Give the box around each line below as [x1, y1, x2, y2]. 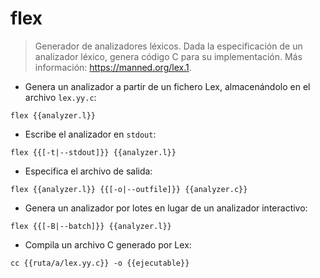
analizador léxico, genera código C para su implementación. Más [34, 50, 303, 62]
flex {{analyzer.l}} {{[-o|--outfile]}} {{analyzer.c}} [10, 184, 248, 194]
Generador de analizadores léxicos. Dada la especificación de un [34, 40, 303, 52]
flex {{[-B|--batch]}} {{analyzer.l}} [10, 221, 172, 231]
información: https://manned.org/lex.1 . [34, 61, 192, 73]
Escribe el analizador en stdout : [24, 128, 157, 140]
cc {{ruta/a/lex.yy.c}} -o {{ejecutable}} [10, 258, 190, 268]
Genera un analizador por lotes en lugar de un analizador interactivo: [24, 202, 308, 214]
